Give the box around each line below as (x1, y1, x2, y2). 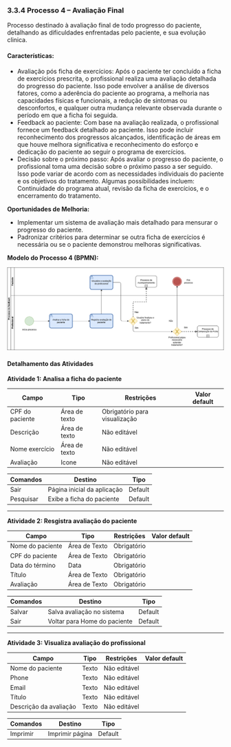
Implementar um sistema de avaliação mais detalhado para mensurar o (16, 218, 218, 226)
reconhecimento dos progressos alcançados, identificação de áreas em (16, 133, 221, 141)
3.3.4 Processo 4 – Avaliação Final (7, 6, 124, 15)
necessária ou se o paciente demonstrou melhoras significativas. (16, 240, 201, 248)
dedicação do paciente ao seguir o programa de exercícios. (16, 147, 186, 156)
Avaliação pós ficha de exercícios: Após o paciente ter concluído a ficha (16, 67, 221, 75)
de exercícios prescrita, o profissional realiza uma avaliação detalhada (16, 74, 217, 83)
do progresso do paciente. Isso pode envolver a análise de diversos (16, 81, 210, 90)
